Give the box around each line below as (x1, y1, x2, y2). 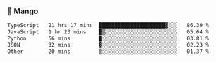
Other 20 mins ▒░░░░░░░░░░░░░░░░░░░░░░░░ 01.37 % (7, 48, 210, 55)
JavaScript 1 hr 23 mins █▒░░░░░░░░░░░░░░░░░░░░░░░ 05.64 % (7, 29, 210, 36)
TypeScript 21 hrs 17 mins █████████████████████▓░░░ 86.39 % (7, 22, 210, 29)
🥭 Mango (7, 6, 39, 16)
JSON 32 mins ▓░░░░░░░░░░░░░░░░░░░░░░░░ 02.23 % (7, 41, 210, 48)
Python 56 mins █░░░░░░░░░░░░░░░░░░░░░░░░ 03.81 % (7, 35, 210, 42)
